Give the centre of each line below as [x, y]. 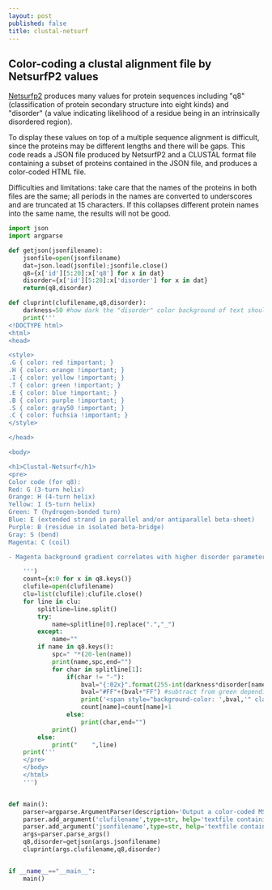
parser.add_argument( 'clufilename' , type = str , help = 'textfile [128, 819]
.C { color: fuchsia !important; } [68, 415]
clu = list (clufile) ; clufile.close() [83, 594]
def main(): [28, 804]
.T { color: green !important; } [65, 385]
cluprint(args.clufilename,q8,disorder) [92, 849]
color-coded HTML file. [47, 172]
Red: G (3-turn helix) [47, 490]
